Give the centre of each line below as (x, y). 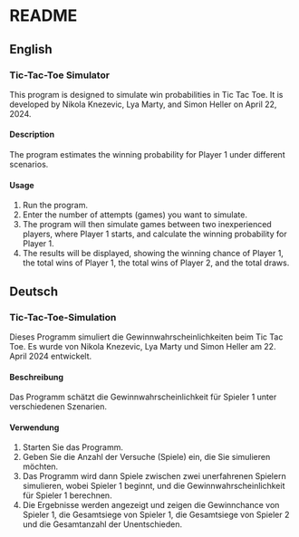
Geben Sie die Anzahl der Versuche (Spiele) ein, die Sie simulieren (146, 457)
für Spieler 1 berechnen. (67, 495)
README (43, 16)
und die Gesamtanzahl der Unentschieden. (102, 524)
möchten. (40, 466)
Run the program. (55, 206)
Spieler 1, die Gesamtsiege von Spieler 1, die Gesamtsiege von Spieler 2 (156, 515)
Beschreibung (36, 377)
